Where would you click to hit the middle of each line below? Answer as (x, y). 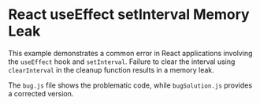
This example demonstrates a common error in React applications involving (130, 53)
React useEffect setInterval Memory (129, 15)
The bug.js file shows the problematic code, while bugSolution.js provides (130, 85)
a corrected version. (41, 93)
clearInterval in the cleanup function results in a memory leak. (111, 69)
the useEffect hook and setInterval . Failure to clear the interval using (122, 62)
